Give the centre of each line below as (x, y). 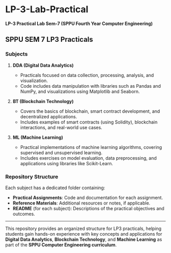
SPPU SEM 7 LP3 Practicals (49, 40)
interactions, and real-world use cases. (61, 127)
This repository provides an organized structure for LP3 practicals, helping (83, 229)
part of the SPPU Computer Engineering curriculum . (61, 245)
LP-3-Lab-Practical (47, 9)
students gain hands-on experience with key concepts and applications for (84, 234)
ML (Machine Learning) (38, 137)
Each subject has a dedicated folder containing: (55, 188)
